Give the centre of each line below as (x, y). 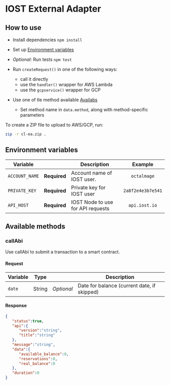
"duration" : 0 (26, 373)
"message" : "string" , (34, 345)
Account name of (92, 173)
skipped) (88, 292)
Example (143, 164)
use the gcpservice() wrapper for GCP (60, 90)
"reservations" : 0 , (38, 359)
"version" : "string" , (40, 331)
